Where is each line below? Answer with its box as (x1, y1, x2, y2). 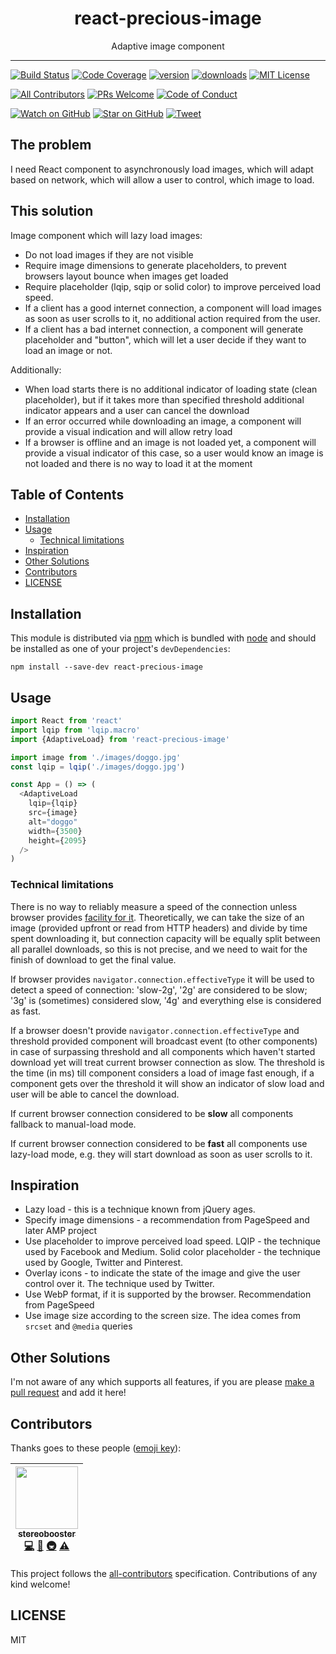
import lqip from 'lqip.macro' (10, 725, 141, 735)
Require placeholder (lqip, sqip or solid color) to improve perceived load (24, 280, 321, 292)
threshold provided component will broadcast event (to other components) (10, 1035, 318, 1047)
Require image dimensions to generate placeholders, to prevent (24, 259, 287, 271)
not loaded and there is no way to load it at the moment (24, 457, 253, 469)
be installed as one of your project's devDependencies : (10, 643, 231, 655)
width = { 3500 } (28, 826, 83, 836)
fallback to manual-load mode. (10, 1118, 137, 1130)
